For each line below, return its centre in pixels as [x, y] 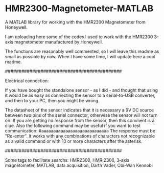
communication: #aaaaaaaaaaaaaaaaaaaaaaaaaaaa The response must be [80, 130]
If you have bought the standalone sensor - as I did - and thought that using [82, 90]
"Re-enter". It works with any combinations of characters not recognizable [80, 136]
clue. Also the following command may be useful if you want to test [73, 126]
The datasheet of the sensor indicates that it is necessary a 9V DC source [80, 110]
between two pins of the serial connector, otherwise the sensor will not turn [81, 115]
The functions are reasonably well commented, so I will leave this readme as [82, 51]
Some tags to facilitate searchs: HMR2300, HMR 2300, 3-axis [67, 160]
